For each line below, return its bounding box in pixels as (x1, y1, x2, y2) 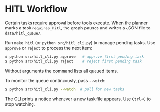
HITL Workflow (5, 3, 68, 15)
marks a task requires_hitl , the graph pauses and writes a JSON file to (5, 25, 151, 30)
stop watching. (5, 101, 35, 107)
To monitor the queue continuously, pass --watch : (5, 77, 106, 83)
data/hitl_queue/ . (5, 30, 42, 36)
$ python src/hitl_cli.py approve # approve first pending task (5, 54, 144, 59)
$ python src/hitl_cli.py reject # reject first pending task (5, 59, 142, 64)
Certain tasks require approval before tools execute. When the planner (5, 20, 148, 26)
